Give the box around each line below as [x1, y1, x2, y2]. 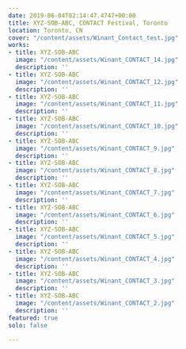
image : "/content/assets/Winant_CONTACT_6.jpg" [15, 211, 176, 219]
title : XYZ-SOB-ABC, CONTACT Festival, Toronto [8, 19, 169, 27]
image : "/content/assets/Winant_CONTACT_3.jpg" [15, 277, 176, 286]
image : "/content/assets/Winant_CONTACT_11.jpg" [15, 100, 179, 108]
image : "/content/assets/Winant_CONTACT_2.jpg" [15, 299, 176, 307]
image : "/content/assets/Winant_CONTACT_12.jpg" [15, 78, 179, 86]
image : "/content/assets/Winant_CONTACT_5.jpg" [15, 233, 176, 241]
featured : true [8, 314, 59, 322]
